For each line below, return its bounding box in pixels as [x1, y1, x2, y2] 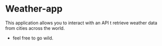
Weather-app [5, 3, 63, 15]
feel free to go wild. [12, 35, 54, 41]
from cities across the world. [5, 25, 65, 31]
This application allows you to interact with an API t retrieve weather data [5, 20, 158, 26]
